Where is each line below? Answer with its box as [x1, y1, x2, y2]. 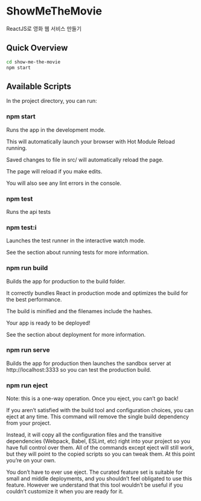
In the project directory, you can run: [6, 97, 97, 105]
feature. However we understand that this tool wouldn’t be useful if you [6, 482, 183, 489]
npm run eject [6, 381, 48, 389]
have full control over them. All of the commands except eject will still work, [6, 444, 194, 451]
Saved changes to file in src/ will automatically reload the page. [6, 156, 164, 163]
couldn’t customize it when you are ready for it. [6, 488, 124, 495]
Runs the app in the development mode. [6, 126, 106, 134]
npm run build [6, 264, 48, 273]
